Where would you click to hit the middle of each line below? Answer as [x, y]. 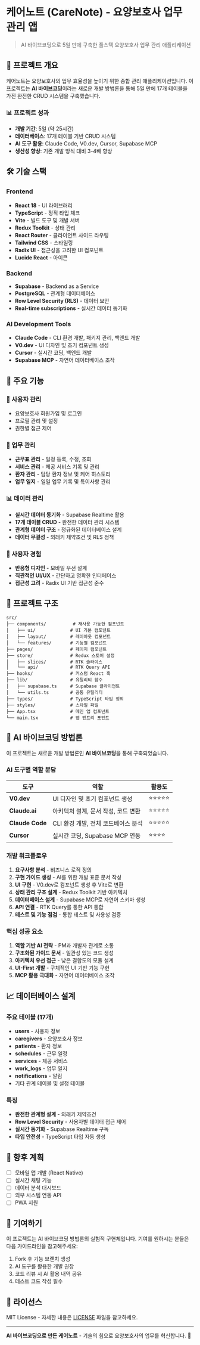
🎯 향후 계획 [25, 1157]
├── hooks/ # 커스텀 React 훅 [58, 673]
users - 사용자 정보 [37, 1031]
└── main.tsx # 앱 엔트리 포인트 [58, 718]
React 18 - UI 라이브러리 [44, 205]
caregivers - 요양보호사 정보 [49, 1039]
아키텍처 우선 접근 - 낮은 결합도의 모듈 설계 [64, 960]
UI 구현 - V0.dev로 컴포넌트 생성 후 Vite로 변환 [69, 885]
